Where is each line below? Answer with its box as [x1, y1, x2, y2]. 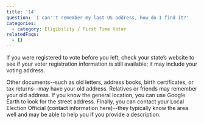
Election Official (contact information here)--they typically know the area [6, 105, 189, 111]
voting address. [6, 67, 46, 74]
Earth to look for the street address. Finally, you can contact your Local [6, 98, 185, 105]
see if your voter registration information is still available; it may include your [6, 60, 198, 67]
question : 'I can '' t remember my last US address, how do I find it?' [6, 15, 189, 21]
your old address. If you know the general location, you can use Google [6, 92, 186, 98]
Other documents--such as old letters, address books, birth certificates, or [6, 78, 194, 86]
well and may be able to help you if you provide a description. [6, 111, 161, 118]
